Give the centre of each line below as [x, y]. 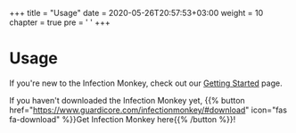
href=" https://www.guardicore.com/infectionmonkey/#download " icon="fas [148, 110]
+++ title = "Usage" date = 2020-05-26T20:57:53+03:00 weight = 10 [136, 13]
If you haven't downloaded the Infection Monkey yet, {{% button [127, 100]
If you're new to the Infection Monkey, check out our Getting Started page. [146, 83]
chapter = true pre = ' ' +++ [60, 22]
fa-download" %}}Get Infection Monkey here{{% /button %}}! [123, 119]
